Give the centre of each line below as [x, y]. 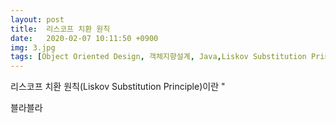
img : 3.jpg [33, 47]
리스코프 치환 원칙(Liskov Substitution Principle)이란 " [118, 87]
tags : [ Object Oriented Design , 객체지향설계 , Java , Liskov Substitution [158, 57]
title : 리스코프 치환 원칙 [60, 29]
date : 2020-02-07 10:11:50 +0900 [84, 38]
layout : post [37, 19]
